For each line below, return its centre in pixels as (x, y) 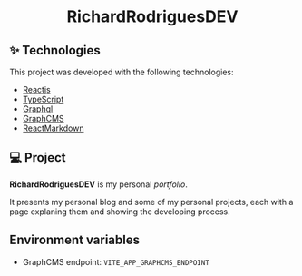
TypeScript (43, 99)
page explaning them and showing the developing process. (120, 212)
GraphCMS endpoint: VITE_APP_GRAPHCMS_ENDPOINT (116, 261)
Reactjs (37, 89)
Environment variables (75, 240)
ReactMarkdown (53, 128)
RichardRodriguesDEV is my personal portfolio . (99, 184)
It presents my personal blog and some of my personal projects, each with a (151, 202)
